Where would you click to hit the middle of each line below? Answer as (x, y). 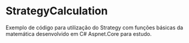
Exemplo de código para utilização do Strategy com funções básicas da (94, 27)
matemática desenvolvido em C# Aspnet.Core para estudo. (79, 33)
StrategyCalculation (57, 11)
